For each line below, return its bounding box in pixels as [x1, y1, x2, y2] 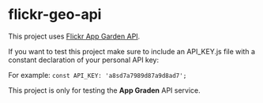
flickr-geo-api [8, 6, 102, 24]
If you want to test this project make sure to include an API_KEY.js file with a [8, 46, 255, 56]
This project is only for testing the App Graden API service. [8, 85, 201, 95]
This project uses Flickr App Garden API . [8, 31, 141, 41]
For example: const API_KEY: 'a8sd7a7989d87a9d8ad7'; [8, 70, 187, 79]
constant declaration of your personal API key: [8, 55, 160, 64]
